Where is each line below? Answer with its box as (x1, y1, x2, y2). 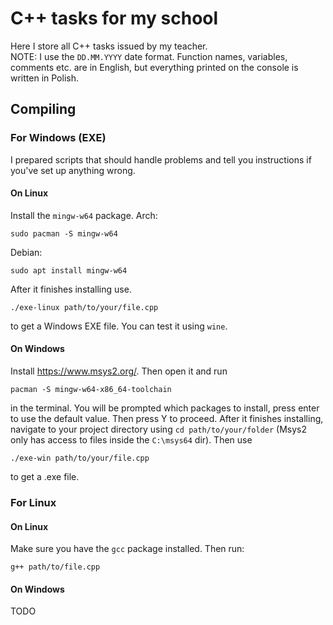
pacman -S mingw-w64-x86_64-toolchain (10, 385, 172, 395)
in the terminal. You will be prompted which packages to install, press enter (10, 402, 320, 414)
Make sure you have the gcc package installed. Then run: (10, 543, 245, 555)
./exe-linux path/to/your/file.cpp (10, 302, 159, 312)
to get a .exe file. (10, 471, 80, 483)
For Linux (10, 495, 57, 509)
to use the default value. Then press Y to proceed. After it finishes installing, (10, 413, 324, 425)
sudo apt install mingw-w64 (10, 265, 128, 276)
